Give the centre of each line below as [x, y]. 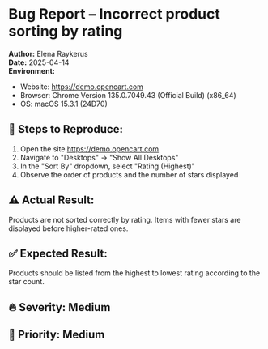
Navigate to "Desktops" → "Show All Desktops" [99, 157]
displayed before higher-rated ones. [68, 228]
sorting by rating [66, 31]
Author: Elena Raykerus [48, 53]
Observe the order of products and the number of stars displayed [129, 174]
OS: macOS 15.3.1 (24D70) [64, 104]
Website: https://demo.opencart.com [82, 87]
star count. [26, 282]
